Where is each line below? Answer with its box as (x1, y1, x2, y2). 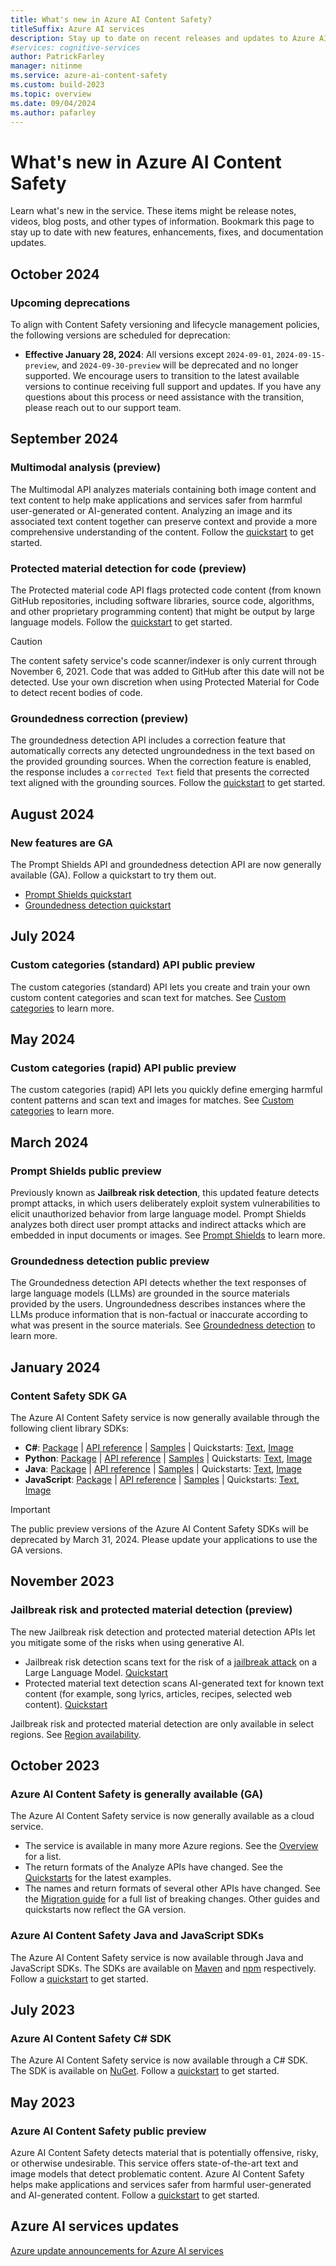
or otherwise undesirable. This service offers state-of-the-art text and (10, 2157, 299, 2170)
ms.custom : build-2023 (10, 80, 105, 90)
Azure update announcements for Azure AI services (10, 2244, 224, 2256)
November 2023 (10, 1573, 115, 1590)
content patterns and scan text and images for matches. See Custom (10, 1094, 295, 1106)
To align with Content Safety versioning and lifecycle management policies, (10, 319, 320, 330)
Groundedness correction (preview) (10, 711, 189, 725)
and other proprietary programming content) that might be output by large (10, 605, 315, 617)
